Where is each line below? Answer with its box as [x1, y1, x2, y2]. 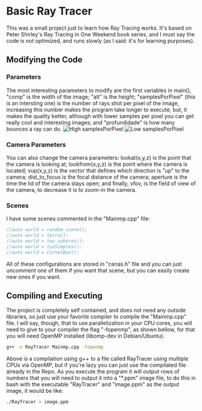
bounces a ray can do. [6, 125, 62, 133]
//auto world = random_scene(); [6, 227, 87, 233]
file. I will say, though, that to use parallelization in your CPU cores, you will [6, 320, 192, 327]
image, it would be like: [6, 387, 63, 395]
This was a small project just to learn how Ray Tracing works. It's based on [6, 24, 192, 31]
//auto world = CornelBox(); [6, 249, 80, 255]
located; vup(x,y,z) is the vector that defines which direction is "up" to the [6, 166, 190, 174]
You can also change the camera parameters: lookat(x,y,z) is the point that [6, 154, 192, 161]
